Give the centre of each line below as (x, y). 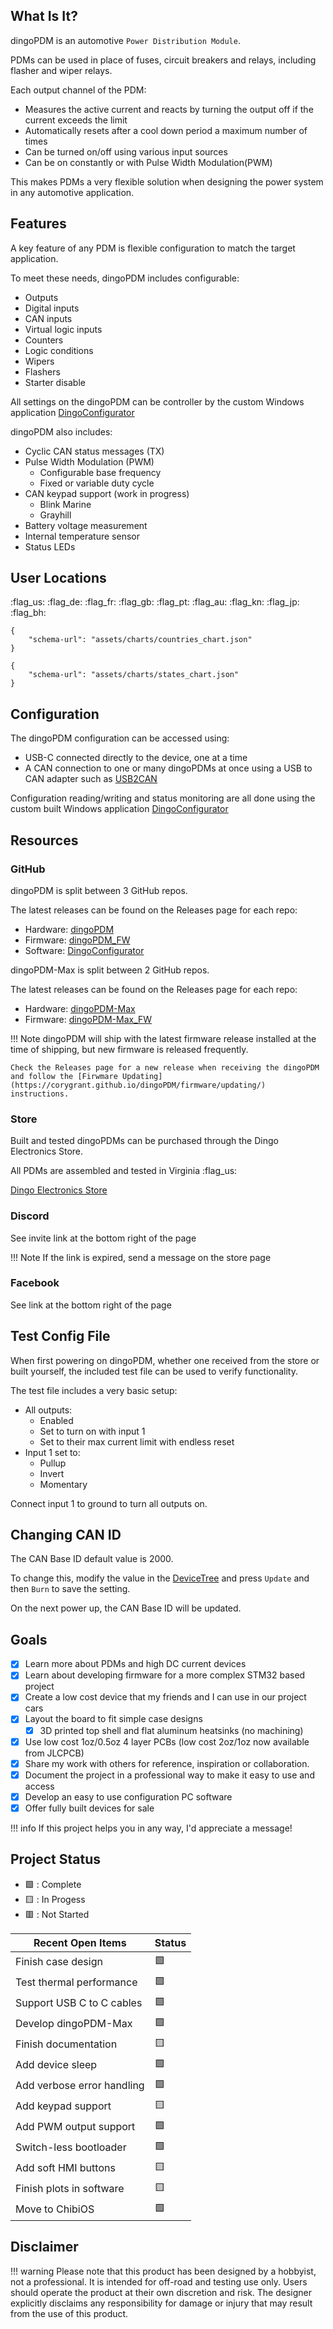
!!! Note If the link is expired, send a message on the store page (141, 1257)
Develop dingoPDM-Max (74, 2024)
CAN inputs (48, 318)
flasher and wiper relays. (61, 70)
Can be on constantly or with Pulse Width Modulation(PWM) (148, 162)
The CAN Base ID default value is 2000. (92, 1559)
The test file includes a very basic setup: (94, 1390)
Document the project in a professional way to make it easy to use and (169, 1775)
